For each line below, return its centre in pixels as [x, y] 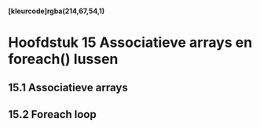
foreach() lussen [63, 59]
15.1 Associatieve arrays [68, 88]
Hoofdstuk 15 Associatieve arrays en [130, 42]
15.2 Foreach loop [52, 114]
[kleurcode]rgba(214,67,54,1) [57, 11]
